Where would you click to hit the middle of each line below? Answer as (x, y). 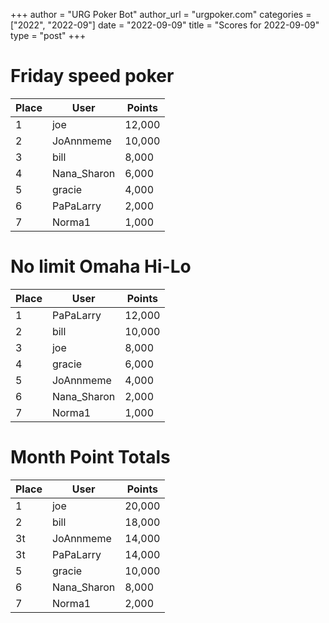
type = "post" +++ (48, 35)
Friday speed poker (92, 76)
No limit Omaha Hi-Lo (101, 266)
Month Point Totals (90, 457)
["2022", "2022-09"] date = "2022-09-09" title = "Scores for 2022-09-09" (165, 25)
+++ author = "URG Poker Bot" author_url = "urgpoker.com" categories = (161, 14)
